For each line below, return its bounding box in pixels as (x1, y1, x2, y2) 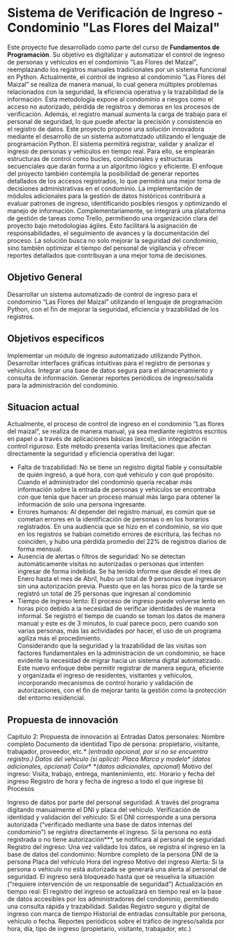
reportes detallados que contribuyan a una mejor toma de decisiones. (7, 251, 207, 260)
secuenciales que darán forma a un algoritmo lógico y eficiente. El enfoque (7, 162, 224, 170)
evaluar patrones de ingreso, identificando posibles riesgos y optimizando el (7, 199, 228, 207)
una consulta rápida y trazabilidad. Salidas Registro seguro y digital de (7, 902, 210, 911)
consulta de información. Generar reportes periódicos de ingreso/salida (7, 373, 214, 382)
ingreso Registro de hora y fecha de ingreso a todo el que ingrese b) (7, 777, 204, 785)
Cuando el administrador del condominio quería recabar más (17, 478, 193, 486)
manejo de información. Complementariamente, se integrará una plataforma (7, 206, 226, 215)
